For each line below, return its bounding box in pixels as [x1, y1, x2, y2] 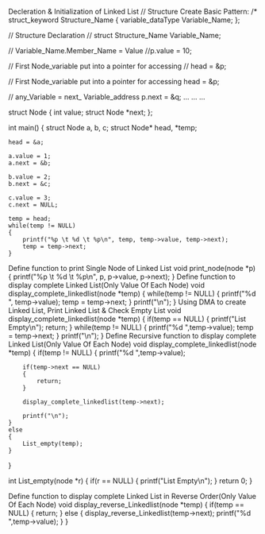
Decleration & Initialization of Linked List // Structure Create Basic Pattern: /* [8, 7, 258, 16]
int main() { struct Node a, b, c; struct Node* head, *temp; [8, 123, 198, 132]
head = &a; [8, 138, 44, 146]
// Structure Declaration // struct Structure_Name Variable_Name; [8, 31, 221, 40]
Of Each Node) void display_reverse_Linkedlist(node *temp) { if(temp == [8, 500, 244, 509]
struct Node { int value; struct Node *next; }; [8, 107, 153, 117]
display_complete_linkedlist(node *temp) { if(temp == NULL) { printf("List [8, 314, 247, 323]
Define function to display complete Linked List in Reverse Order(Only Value [8, 492, 256, 501]
